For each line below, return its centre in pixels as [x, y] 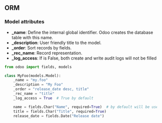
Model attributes [24, 22]
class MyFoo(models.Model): [33, 76]
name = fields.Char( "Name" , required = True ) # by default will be [81, 107]
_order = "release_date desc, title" [51, 89]
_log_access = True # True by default [53, 98]
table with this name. [32, 37]
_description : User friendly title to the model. [57, 43]
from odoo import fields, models [38, 67]
